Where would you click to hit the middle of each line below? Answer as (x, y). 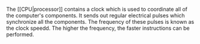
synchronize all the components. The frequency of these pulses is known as (100, 22)
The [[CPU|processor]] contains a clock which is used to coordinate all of (97, 9)
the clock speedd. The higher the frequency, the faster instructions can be (98, 28)
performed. (20, 34)
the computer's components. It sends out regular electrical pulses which (96, 15)
